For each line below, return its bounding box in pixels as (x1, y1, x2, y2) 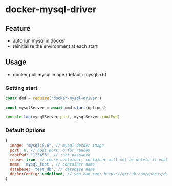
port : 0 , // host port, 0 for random (10, 148, 91, 153)
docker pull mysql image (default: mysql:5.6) (12, 71, 107, 77)
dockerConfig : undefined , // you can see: (10, 172, 102, 177)
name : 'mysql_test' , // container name (10, 162, 95, 167)
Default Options (5, 127, 46, 134)
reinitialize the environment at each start (12, 43, 98, 49)
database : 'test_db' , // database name (10, 167, 95, 172)
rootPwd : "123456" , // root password (10, 152, 91, 157)
